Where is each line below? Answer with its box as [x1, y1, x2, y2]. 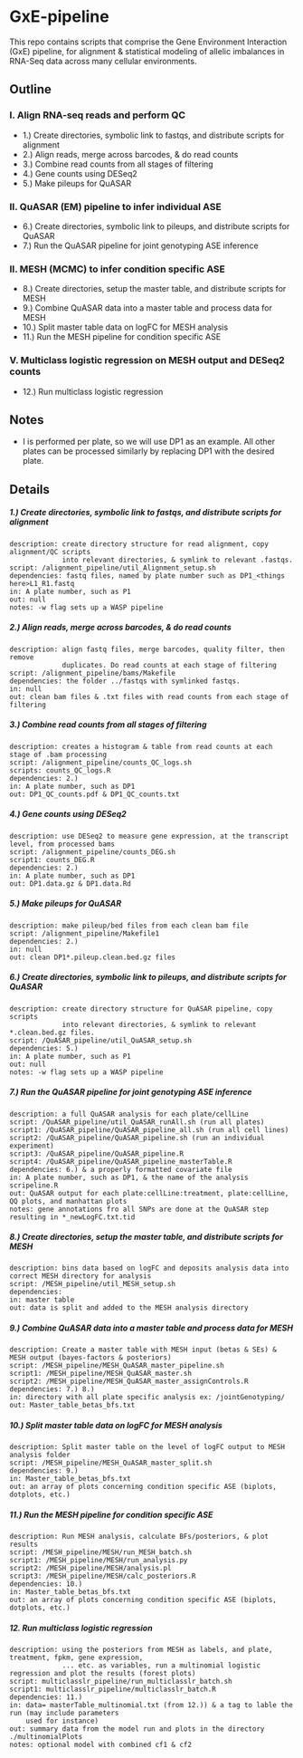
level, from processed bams [9, 840, 116, 849]
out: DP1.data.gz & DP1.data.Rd [9, 879, 131, 889]
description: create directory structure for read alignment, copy [9, 539, 270, 549]
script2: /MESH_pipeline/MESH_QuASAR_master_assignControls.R [9, 1377, 249, 1387]
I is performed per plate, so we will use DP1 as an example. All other [22, 437, 276, 447]
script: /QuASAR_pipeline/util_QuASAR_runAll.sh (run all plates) [9, 1117, 265, 1127]
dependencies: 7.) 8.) [9, 1385, 95, 1394]
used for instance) [25, 1716, 99, 1726]
